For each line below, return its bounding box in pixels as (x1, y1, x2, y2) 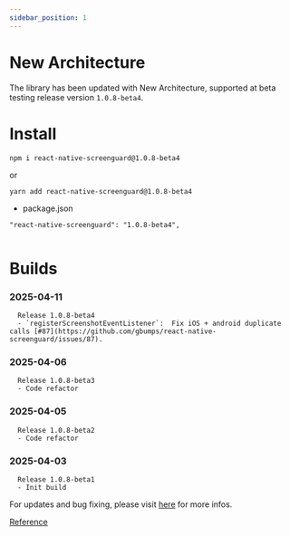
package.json (22, 203, 74, 214)
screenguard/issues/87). (9, 334, 103, 344)
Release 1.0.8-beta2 (17, 426, 95, 435)
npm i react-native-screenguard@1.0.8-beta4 (9, 153, 180, 163)
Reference (9, 516, 48, 527)
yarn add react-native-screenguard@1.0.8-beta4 (9, 187, 193, 196)
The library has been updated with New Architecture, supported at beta (9, 82, 276, 93)
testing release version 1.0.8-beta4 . (9, 91, 144, 102)
